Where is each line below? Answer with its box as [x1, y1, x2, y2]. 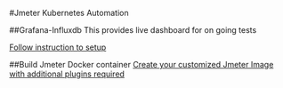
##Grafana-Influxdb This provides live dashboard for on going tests [9, 25, 257, 35]
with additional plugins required [9, 68, 125, 79]
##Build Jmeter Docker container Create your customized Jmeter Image [9, 60, 274, 69]
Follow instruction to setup [9, 42, 107, 52]
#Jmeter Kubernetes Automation [9, 8, 129, 18]
